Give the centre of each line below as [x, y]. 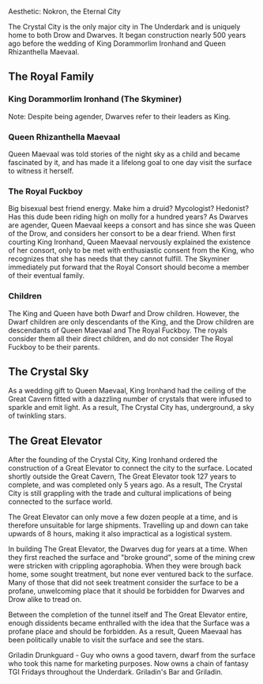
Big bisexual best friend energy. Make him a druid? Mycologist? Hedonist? [129, 209]
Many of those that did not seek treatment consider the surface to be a [124, 583]
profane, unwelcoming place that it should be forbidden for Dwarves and [126, 591]
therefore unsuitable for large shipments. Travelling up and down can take [128, 525]
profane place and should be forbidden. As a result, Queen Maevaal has [125, 632]
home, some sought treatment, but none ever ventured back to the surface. [131, 574]
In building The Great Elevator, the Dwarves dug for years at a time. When [128, 549]
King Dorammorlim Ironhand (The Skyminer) [95, 100]
